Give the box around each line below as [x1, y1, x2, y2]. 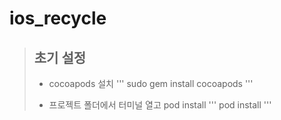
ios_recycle [9, 7, 107, 30]
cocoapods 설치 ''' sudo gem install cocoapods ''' [48, 78, 254, 89]
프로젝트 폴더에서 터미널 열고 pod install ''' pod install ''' [48, 99, 272, 111]
